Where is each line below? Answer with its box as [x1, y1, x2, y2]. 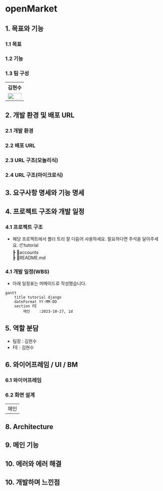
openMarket [5, 3, 58, 15]
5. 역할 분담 [5, 324, 39, 332]
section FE [14, 304, 37, 309]
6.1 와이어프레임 [5, 377, 42, 384]
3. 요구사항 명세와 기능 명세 [5, 189, 84, 197]
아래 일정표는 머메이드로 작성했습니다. [12, 281, 87, 287]
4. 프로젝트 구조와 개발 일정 [5, 207, 85, 216]
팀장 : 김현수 [12, 338, 37, 344]
